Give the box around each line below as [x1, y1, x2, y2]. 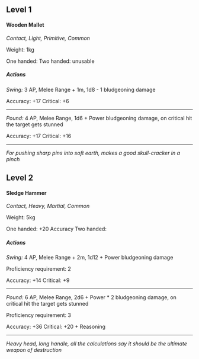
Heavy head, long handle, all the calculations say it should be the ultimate [6, 340, 188, 347]
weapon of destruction [6, 347, 62, 354]
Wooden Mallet [6, 21, 44, 28]
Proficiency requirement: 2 [6, 265, 71, 273]
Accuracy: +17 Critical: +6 [6, 97, 69, 104]
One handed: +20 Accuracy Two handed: [6, 225, 107, 233]
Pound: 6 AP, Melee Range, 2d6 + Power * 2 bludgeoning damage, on [6, 294, 176, 301]
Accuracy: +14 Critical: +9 [6, 277, 70, 284]
